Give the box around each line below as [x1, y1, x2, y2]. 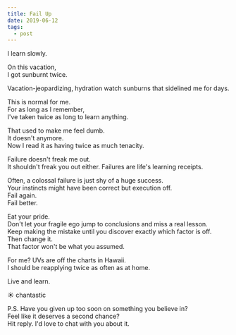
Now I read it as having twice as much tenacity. [7, 142, 144, 150]
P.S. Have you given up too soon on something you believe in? [7, 305, 188, 313]
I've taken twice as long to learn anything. [7, 113, 129, 121]
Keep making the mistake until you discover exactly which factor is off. [7, 227, 212, 236]
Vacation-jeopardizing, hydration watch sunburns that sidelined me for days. [7, 84, 230, 92]
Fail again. [7, 191, 37, 200]
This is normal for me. [7, 98, 71, 106]
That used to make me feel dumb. [7, 126, 105, 135]
